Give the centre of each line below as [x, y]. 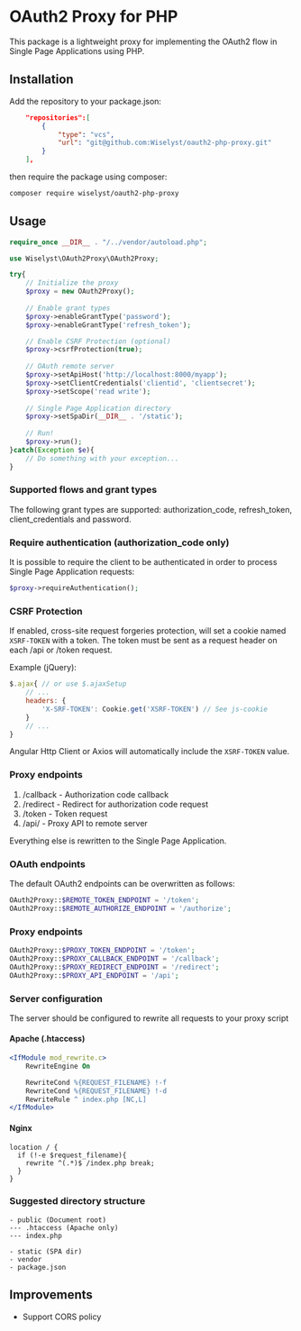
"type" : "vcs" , [86, 134]
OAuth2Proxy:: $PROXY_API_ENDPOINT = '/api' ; [94, 975]
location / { [34, 1147]
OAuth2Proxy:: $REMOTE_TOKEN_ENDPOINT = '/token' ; [105, 900]
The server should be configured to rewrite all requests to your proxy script [149, 1018]
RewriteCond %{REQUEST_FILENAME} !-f [96, 1082]
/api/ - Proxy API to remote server [85, 823]
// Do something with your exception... [102, 458]
